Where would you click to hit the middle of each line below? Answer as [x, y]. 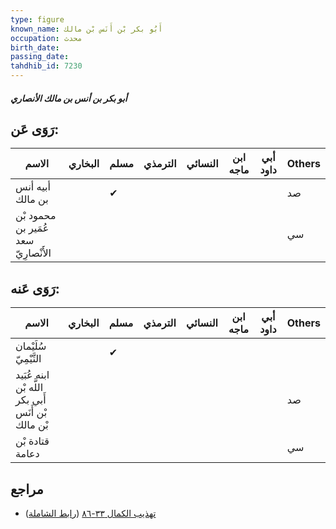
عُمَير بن [32, 228]
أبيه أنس [33, 187]
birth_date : [35, 47]
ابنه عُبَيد [32, 375]
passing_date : [40, 57]
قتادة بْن [32, 441]
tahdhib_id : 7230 [46, 66]
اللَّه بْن [29, 388]
